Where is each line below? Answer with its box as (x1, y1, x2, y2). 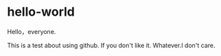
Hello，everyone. (7, 27, 56, 36)
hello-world (7, 4, 75, 20)
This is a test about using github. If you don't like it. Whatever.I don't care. (7, 41, 216, 49)
